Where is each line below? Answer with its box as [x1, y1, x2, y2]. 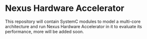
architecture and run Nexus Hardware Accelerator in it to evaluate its [5, 23, 142, 29]
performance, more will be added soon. [5, 29, 84, 34]
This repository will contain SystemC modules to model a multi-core [5, 19, 141, 24]
